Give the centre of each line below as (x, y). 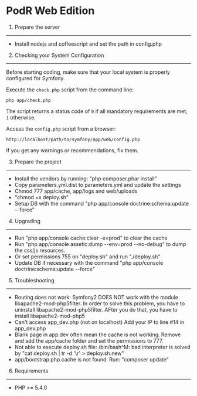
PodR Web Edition (50, 11)
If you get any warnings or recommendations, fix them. (72, 150)
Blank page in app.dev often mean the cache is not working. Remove (98, 334)
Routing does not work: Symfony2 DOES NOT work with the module (96, 297)
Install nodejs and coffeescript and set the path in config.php (88, 44)
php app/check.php (28, 100)
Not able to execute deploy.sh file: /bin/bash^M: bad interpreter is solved (102, 347)
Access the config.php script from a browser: (61, 129)
